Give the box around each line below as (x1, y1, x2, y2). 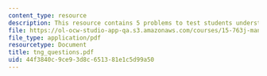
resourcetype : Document (8, 41, 87, 49)
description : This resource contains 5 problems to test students (8, 19, 233, 27)
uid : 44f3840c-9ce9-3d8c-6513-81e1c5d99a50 (8, 56, 155, 64)
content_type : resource (8, 11, 87, 20)
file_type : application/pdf (8, 33, 102, 42)
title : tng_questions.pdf (8, 48, 94, 56)
